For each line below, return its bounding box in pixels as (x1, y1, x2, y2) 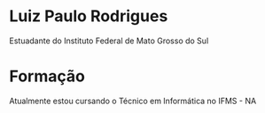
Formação (9, 66, 86, 87)
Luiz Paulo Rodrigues (9, 6, 168, 26)
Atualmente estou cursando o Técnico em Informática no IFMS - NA (9, 95, 257, 106)
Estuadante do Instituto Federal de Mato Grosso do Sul (9, 35, 209, 46)
